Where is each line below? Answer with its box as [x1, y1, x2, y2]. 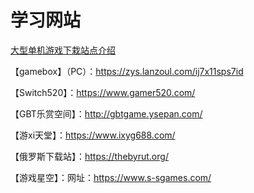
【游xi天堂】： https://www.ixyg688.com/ [10, 129, 176, 141]
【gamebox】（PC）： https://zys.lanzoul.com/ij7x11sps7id [10, 65, 244, 77]
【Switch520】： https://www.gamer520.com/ [10, 86, 196, 98]
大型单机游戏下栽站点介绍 [10, 44, 116, 56]
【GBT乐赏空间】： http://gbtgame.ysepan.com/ [10, 107, 203, 120]
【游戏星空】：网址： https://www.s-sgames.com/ [10, 171, 212, 183]
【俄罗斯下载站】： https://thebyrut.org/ [10, 150, 169, 162]
